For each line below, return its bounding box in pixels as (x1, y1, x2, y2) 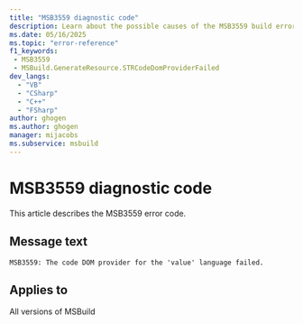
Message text (9, 234, 88, 249)
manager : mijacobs (9, 131, 78, 140)
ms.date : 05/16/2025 (9, 30, 87, 39)
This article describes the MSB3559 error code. (9, 208, 187, 218)
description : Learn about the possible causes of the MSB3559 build (9, 22, 272, 31)
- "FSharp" (17, 106, 59, 115)
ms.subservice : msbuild (9, 139, 99, 148)
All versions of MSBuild (9, 306, 96, 317)
